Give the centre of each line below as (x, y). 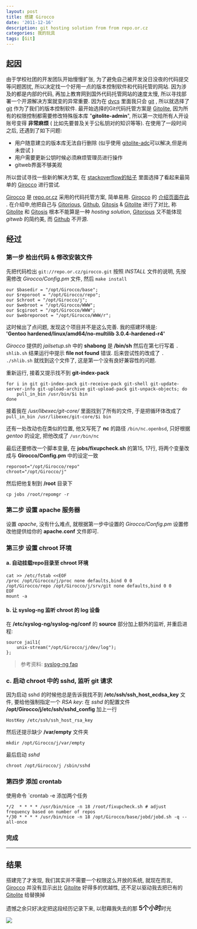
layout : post (22, 11)
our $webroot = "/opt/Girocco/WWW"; (51, 305)
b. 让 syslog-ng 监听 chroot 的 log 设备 (53, 610)
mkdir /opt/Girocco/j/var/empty (45, 743)
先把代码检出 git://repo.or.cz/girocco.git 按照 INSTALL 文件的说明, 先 (94, 271)
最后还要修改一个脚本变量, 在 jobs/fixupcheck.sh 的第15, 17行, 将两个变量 (95, 448)
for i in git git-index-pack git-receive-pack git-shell (77, 384)
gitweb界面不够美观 (38, 165)
